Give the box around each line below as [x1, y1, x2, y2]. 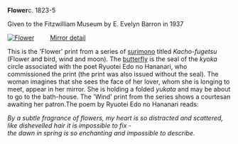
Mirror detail [49, 33, 87, 42]
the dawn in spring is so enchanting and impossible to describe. [7, 129, 195, 137]
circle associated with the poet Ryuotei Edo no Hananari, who [7, 62, 188, 70]
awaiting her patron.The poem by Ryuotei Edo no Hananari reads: [7, 100, 199, 109]
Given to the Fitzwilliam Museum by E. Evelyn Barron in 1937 [7, 20, 184, 28]
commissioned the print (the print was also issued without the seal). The [7, 70, 219, 78]
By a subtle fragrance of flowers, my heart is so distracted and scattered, [7, 113, 224, 122]
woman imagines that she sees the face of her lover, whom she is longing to [7, 77, 230, 86]
